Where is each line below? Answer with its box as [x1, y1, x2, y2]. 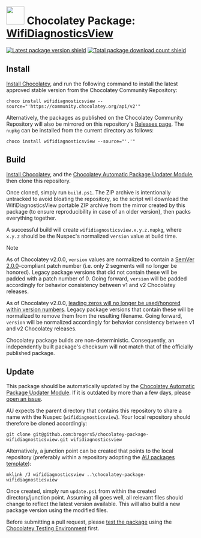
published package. [6, 349, 55, 356]
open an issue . [6, 395, 43, 403]
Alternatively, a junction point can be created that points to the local [6, 447, 174, 454]
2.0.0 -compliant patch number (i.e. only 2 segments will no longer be [6, 262, 177, 269]
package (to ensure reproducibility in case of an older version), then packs [6, 208, 191, 215]
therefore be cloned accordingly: [6, 420, 88, 427]
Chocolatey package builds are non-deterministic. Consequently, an [6, 336, 175, 344]
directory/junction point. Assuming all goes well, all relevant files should [6, 494, 183, 501]
